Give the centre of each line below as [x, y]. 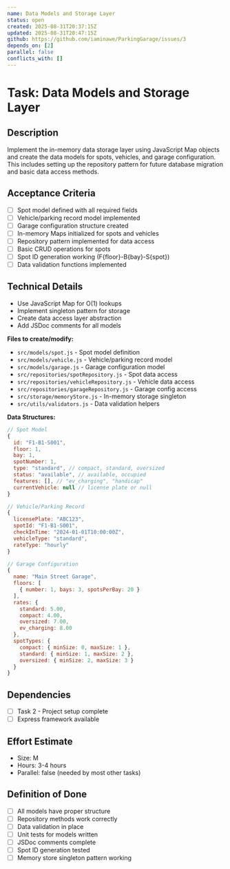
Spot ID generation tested [54, 850]
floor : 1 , [27, 449]
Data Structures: [31, 417]
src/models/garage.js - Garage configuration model [91, 366]
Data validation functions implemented [72, 264]
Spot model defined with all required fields [77, 210]
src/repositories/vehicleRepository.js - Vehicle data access [106, 382]
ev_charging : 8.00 [46, 628]
